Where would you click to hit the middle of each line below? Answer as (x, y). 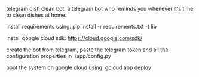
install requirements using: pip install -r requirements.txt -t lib (82, 27)
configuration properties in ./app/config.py (59, 56)
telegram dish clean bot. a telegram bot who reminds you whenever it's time (100, 9)
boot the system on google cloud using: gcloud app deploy (79, 67)
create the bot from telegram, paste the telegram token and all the (87, 50)
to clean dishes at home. (36, 15)
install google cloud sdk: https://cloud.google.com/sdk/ (74, 38)
